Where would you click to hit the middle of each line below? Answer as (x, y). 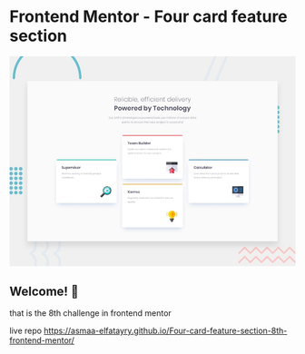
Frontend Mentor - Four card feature (148, 17)
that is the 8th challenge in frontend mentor (91, 313)
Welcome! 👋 (44, 291)
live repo (26, 331)
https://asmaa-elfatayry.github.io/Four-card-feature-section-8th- (166, 331)
